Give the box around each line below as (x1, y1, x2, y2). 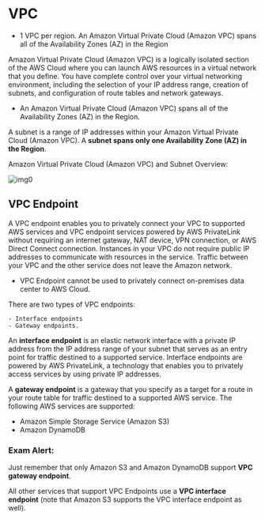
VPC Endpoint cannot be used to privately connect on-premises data (19, 276, 245, 285)
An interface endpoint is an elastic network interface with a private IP (8, 335, 236, 345)
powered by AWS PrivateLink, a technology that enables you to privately (8, 360, 244, 370)
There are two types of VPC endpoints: (8, 300, 136, 309)
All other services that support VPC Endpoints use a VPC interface (8, 487, 227, 496)
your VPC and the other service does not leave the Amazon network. (8, 260, 233, 269)
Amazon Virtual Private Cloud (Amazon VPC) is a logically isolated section (8, 55, 249, 64)
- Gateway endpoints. (8, 322, 80, 330)
